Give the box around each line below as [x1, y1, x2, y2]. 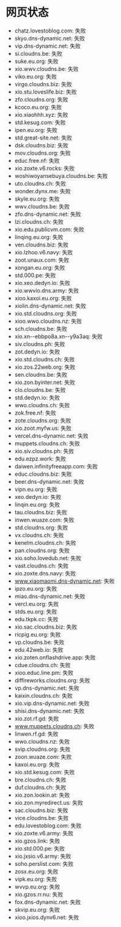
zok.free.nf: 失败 [14, 409, 56, 416]
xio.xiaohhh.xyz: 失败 [14, 111, 68, 118]
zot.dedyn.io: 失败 [14, 348, 61, 355]
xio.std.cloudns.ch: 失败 [14, 355, 75, 363]
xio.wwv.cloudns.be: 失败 [14, 65, 79, 72]
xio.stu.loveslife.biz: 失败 [14, 88, 77, 95]
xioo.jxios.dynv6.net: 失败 [14, 914, 79, 921]
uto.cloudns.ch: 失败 [14, 180, 67, 187]
